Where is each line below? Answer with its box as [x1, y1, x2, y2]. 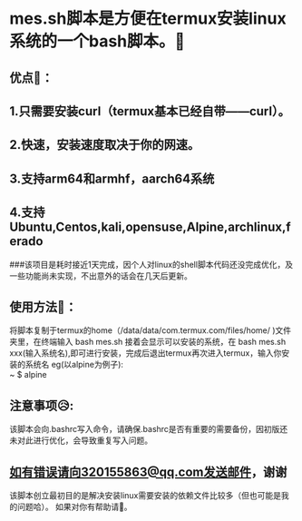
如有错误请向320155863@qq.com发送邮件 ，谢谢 [9, 464, 287, 479]
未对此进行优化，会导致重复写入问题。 [9, 435, 152, 446]
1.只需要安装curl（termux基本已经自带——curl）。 [9, 103, 290, 119]
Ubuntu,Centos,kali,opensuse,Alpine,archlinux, [9, 220, 287, 235]
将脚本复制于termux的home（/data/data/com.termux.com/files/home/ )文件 [9, 325, 292, 336]
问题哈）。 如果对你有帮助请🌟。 [16, 501, 133, 512]
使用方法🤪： [9, 299, 77, 314]
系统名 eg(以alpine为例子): [24, 359, 124, 370]
